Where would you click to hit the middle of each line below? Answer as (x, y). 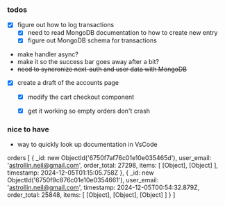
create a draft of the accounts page (68, 83)
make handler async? (48, 54)
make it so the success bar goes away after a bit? (88, 62)
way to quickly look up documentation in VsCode (87, 144)
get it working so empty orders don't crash (89, 111)
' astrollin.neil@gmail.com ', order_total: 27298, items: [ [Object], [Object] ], (113, 165)
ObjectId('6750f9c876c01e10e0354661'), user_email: (83, 180)
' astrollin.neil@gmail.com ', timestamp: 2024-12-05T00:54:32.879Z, (103, 187)
